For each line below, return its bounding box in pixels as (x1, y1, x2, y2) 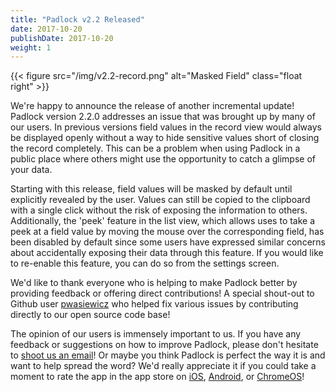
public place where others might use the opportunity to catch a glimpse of (10, 153, 316, 165)
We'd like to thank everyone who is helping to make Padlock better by (10, 277, 298, 289)
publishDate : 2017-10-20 (10, 33, 114, 43)
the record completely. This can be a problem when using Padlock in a (10, 142, 301, 155)
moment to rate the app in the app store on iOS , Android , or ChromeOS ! (10, 371, 305, 383)
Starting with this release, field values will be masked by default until (10, 183, 293, 195)
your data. (10, 164, 53, 176)
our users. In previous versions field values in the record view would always (10, 121, 322, 133)
